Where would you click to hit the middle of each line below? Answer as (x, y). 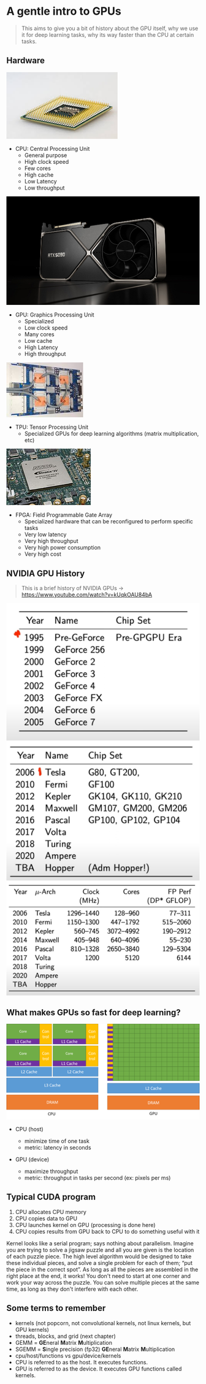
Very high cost (43, 554)
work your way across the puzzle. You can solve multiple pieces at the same (103, 1282)
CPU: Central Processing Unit (52, 148)
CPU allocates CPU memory (51, 1212)
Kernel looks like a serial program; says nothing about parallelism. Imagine (100, 1243)
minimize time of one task (57, 1141)
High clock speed (47, 161)
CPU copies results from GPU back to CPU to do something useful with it (107, 1231)
